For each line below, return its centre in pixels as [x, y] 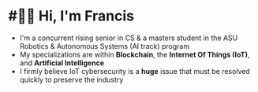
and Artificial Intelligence [62, 63]
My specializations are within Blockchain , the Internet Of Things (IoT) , [135, 54]
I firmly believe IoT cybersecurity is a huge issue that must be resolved [135, 71]
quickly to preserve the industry [71, 79]
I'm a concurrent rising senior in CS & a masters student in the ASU [129, 38]
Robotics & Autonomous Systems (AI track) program [105, 46]
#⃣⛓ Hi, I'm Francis [71, 16]
